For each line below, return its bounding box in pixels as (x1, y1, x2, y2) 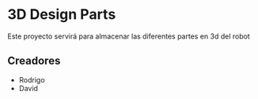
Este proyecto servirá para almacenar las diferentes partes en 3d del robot (7, 31, 250, 41)
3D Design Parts (7, 5, 116, 24)
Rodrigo (18, 75, 45, 84)
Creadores (7, 54, 61, 68)
